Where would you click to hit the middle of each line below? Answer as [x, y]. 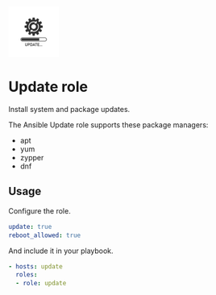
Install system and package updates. [69, 109]
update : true [30, 226]
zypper [32, 157]
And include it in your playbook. [61, 251]
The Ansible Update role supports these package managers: [108, 125]
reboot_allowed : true [45, 235]
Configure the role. [39, 210]
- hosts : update [35, 266]
